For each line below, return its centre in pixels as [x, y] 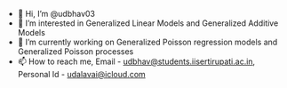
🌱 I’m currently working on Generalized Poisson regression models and [147, 42]
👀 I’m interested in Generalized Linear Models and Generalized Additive [148, 23]
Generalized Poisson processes [76, 52]
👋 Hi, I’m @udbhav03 [56, 14]
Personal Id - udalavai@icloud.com [82, 74]
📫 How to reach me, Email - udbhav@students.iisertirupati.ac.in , [136, 61]
